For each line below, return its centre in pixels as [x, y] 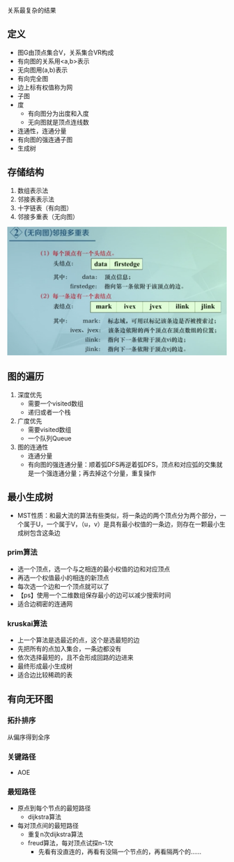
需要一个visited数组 [55, 403]
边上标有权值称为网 [45, 87]
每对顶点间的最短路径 [48, 826]
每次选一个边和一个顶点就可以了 [63, 586]
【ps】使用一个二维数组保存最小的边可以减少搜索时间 [94, 595]
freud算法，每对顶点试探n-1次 [70, 843]
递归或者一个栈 [49, 412]
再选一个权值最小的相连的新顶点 [63, 578]
